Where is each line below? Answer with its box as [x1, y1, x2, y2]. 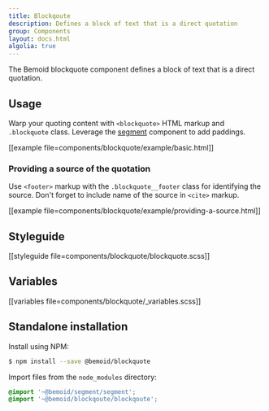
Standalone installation [8, 320, 128, 334]
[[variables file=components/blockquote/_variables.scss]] [8, 296, 202, 306]
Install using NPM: [8, 341, 69, 351]
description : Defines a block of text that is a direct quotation [8, 20, 238, 28]
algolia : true [8, 42, 57, 50]
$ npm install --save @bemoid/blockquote [8, 357, 151, 365]
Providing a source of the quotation [8, 163, 151, 174]
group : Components [8, 27, 71, 35]
